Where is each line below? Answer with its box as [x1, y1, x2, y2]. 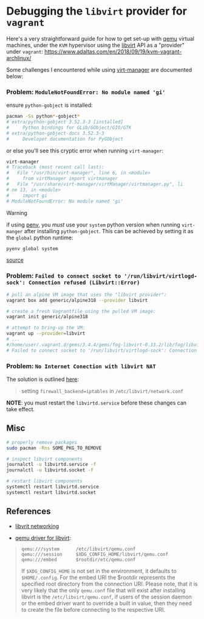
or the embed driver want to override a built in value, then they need [21, 600, 192, 607]
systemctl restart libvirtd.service [6, 484, 99, 490]
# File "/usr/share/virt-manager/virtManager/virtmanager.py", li [6, 181, 183, 188]
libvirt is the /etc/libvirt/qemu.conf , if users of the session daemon [21, 593, 192, 600]
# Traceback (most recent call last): [6, 164, 104, 171]
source [6, 256, 24, 264]
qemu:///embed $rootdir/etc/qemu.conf [21, 556, 136, 563]
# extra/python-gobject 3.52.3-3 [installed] [6, 119, 123, 125]
